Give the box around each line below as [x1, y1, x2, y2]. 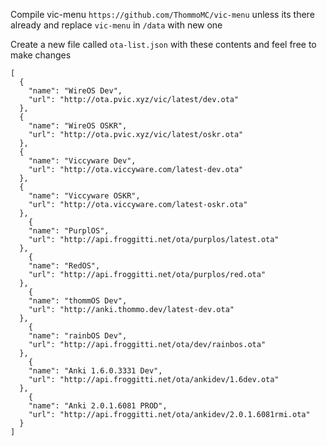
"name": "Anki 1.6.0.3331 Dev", [28, 366, 163, 376]
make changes [10, 49, 72, 61]
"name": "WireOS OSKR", [28, 121, 128, 131]
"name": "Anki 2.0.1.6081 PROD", [28, 401, 168, 411]
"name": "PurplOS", [28, 226, 110, 236]
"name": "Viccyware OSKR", [28, 191, 141, 201]
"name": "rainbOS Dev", [28, 331, 128, 341]
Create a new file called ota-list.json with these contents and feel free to [10, 39, 317, 50]
